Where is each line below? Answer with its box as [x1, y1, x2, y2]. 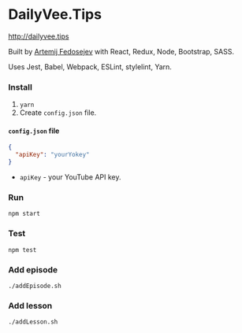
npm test [8, 246, 37, 253]
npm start [8, 210, 41, 218]
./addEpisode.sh [8, 282, 61, 290]
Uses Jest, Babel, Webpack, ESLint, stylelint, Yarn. [8, 61, 172, 72]
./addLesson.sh [8, 318, 58, 326]
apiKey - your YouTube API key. [19, 172, 121, 182]
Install [8, 81, 33, 92]
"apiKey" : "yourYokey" [15, 151, 90, 159]
